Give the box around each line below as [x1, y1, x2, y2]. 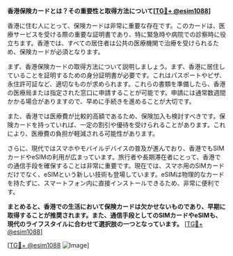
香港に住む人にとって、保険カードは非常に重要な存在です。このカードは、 [7, 22, 219, 30]
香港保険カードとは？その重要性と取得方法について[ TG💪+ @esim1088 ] [7, 7, 211, 15]
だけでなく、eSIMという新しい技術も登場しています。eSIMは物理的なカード [7, 170, 225, 178]
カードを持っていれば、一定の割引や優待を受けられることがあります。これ [13, 121, 226, 129]
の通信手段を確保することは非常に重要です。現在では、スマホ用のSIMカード [7, 161, 225, 170]
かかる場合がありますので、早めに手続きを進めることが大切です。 [7, 97, 196, 105]
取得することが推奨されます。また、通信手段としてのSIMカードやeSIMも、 [7, 211, 222, 219]
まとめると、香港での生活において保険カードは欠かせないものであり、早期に [7, 202, 226, 211]
